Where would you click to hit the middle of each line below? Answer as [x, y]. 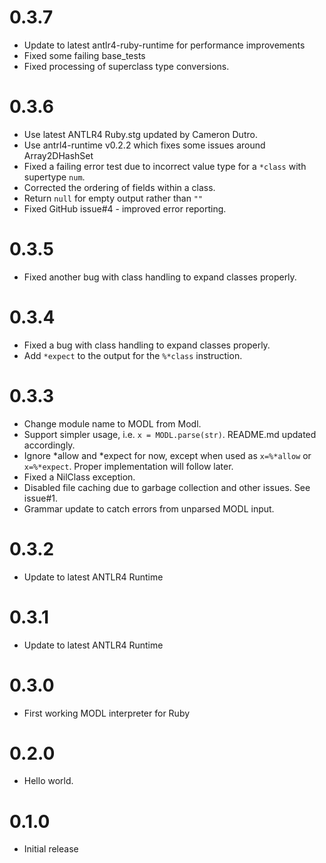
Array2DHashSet [58, 155]
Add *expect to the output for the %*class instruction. [133, 355]
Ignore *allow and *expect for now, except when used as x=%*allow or [167, 455]
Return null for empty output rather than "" [113, 198]
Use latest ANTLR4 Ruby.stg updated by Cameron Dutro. [140, 134]
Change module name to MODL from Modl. [112, 423]
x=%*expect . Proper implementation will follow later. [128, 466]
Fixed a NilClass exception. [79, 477]
